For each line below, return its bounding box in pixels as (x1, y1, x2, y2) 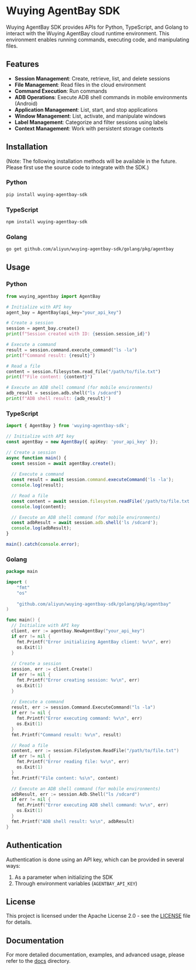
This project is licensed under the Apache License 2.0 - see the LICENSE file (6, 912, 191, 919)
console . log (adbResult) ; (11, 525, 72, 531)
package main (6, 569, 38, 575)
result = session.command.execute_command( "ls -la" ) (6, 347, 137, 353)
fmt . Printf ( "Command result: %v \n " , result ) (11, 731, 122, 738)
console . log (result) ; (11, 482, 64, 488)
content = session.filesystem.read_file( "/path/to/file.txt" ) (6, 368, 161, 374)
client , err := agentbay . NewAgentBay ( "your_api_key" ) (11, 628, 145, 634)
